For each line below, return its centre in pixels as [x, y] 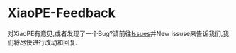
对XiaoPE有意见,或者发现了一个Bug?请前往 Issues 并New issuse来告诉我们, [115, 33]
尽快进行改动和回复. [49, 42]
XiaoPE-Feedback [61, 13]
